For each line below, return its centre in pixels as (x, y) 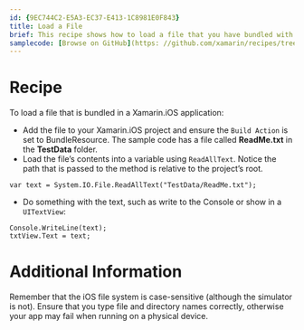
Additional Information (96, 272)
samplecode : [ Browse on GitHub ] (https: (85, 43)
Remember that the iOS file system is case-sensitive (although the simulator (151, 297)
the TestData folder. (60, 149)
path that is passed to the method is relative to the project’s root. (143, 169)
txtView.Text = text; (50, 236)
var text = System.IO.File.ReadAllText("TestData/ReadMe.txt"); (133, 185)
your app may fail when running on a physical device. (109, 316)
